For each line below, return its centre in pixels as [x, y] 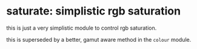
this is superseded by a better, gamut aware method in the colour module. [99, 39]
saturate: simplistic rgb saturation [93, 11]
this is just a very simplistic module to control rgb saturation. [82, 28]
